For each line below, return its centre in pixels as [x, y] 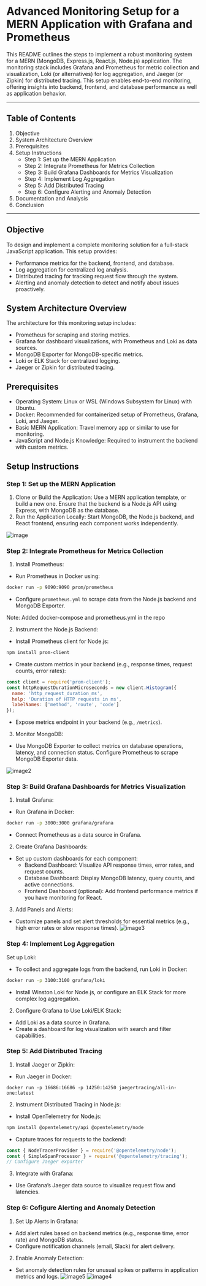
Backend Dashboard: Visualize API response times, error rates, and [109, 865]
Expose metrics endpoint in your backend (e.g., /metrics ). [89, 722]
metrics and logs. [37, 1276]
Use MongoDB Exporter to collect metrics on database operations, [99, 746]
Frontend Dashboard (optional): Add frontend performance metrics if [111, 891]
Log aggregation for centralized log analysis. [72, 269]
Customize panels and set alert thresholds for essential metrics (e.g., [102, 921]
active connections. [49, 885]
